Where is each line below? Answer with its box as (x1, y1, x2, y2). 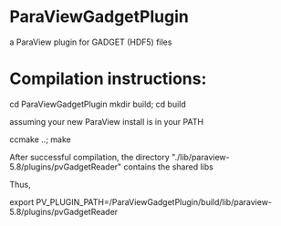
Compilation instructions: (9, 68, 207, 89)
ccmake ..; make (9, 134, 71, 145)
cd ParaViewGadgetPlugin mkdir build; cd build (9, 98, 187, 109)
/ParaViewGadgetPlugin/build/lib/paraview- (109, 196, 272, 207)
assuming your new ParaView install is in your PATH (9, 116, 203, 127)
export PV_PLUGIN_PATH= (9, 196, 109, 207)
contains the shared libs (123, 161, 214, 172)
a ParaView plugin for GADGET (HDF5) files (9, 36, 172, 47)
